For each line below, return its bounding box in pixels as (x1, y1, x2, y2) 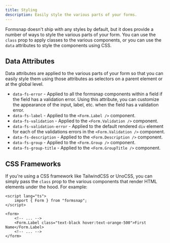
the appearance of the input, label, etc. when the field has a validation (12, 102, 159, 108)
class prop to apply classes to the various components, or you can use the (5, 37, 161, 43)
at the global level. (5, 81, 44, 87)
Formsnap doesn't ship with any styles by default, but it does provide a (5, 26, 154, 32)
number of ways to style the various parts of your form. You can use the (5, 31, 156, 38)
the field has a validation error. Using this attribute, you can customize (12, 96, 159, 102)
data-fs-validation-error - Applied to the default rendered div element (12, 123, 164, 129)
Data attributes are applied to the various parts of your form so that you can (5, 71, 163, 77)
